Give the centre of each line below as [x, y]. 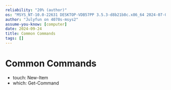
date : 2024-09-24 [24, 29]
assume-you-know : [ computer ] [36, 24]
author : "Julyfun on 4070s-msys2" [42, 19]
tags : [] [15, 39]
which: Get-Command [36, 83]
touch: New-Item [30, 77]
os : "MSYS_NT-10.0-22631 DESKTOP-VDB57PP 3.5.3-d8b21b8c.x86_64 [75, 15]
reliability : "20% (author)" [36, 10]
